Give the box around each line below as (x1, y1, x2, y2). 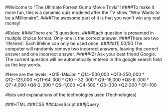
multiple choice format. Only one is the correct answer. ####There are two (5, 35, 159, 41)
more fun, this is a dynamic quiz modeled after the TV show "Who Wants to (5, 9, 160, 15)
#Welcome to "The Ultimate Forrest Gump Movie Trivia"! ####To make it (5, 4, 155, 10)
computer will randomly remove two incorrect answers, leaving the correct (5, 46, 159, 51)
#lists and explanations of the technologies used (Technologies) (5, 92, 137, 97)
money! (5, 20, 21, 26)
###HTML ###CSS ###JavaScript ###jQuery (5, 101, 99, 107)
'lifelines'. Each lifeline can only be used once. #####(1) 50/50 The (5, 40, 143, 46)
